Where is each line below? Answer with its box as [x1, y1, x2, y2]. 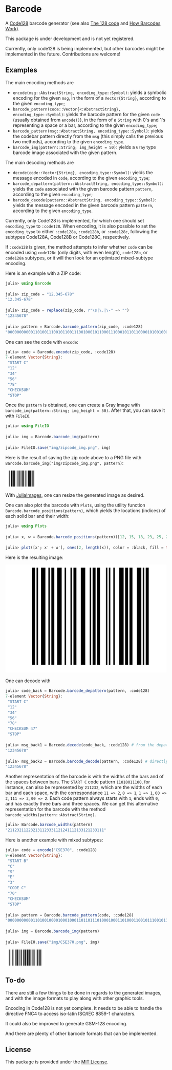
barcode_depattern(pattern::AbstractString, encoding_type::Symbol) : [12, 180, 164, 186]
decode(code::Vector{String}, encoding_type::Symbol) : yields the [12, 169, 153, 175]
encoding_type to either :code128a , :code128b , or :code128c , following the [5, 228, 158, 234]
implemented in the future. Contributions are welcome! [5, 51, 121, 57]
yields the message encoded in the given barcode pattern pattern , [12, 202, 154, 208]
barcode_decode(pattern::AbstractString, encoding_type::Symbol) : [12, 196, 157, 203]
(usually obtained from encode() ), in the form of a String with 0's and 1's [12, 117, 165, 123]
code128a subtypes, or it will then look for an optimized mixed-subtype [5, 255, 154, 261]
